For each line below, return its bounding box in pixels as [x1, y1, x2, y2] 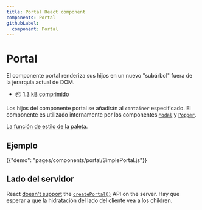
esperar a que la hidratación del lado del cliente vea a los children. [6, 197, 173, 204]
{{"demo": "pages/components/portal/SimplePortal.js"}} [6, 157, 147, 164]
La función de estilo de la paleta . [6, 123, 88, 130]
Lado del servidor [6, 174, 74, 185]
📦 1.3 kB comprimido [15, 90, 69, 98]
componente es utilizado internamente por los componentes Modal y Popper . [6, 111, 197, 118]
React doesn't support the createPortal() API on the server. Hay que [6, 190, 180, 197]
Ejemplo [6, 140, 38, 151]
